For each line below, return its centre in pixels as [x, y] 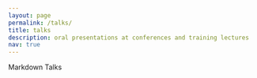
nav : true [25, 45]
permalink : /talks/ [40, 23]
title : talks [30, 30]
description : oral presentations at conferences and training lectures [128, 37]
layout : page [30, 15]
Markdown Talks [35, 67]
